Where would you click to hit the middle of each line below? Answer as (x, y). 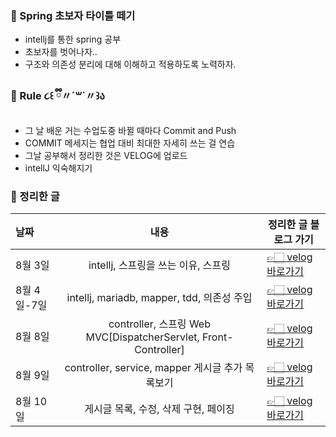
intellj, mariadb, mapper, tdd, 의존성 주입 (159, 297)
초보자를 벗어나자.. (61, 52)
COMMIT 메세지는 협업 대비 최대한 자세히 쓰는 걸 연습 (130, 143)
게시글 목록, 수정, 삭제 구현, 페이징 (159, 409)
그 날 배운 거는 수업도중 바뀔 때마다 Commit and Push (130, 130)
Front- (218, 337)
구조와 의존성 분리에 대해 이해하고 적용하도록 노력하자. (130, 64)
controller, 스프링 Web (159, 324)
